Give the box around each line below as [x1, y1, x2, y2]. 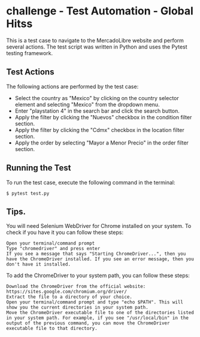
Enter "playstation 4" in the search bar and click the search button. [14, 107, 180, 115]
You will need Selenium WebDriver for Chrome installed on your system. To [6, 222, 192, 230]
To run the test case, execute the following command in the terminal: [6, 179, 175, 186]
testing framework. [6, 49, 53, 56]
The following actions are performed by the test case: [6, 83, 139, 90]
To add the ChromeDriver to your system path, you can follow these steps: [6, 272, 190, 279]
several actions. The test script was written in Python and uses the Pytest [6, 43, 187, 50]
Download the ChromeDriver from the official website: [6, 284, 146, 290]
